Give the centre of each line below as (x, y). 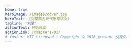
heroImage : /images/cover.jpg (36, 14)
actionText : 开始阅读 (26, 28)
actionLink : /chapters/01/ (33, 32)
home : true (16, 10)
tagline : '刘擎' (21, 23)
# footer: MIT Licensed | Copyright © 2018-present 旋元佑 (66, 37)
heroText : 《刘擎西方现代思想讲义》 (38, 19)
